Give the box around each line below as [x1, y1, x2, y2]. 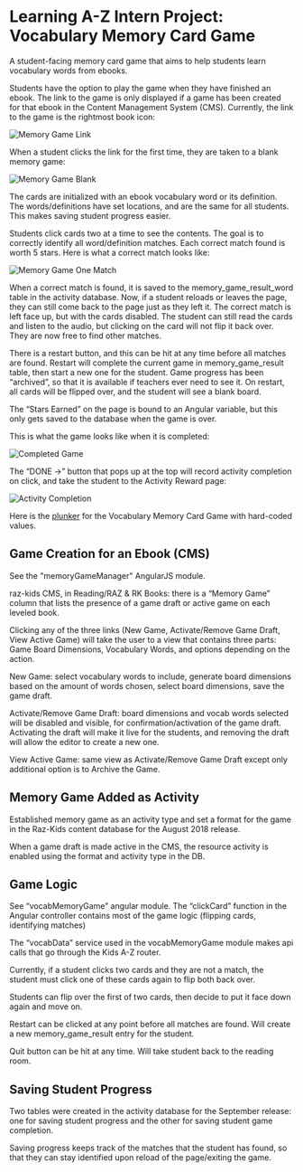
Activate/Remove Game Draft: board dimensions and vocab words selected [9, 707, 289, 718]
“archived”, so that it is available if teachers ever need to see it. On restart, [9, 376, 286, 387]
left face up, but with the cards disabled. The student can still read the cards [9, 310, 293, 322]
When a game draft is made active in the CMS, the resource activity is [9, 841, 269, 852]
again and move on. [9, 1001, 83, 1012]
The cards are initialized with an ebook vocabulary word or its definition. [9, 191, 278, 202]
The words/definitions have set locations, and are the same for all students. [9, 201, 289, 212]
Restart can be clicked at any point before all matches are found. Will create [9, 1019, 291, 1030]
